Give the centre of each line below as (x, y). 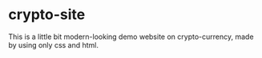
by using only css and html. (53, 44)
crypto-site (47, 15)
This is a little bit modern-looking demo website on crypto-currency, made (131, 37)
